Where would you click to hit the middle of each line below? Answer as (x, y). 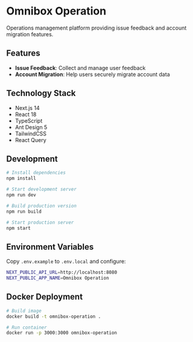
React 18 (26, 114)
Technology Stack (41, 93)
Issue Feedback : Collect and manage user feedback (80, 68)
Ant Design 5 (31, 127)
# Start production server (40, 222)
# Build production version (42, 206)
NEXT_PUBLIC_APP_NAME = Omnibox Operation (58, 278)
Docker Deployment (45, 297)
